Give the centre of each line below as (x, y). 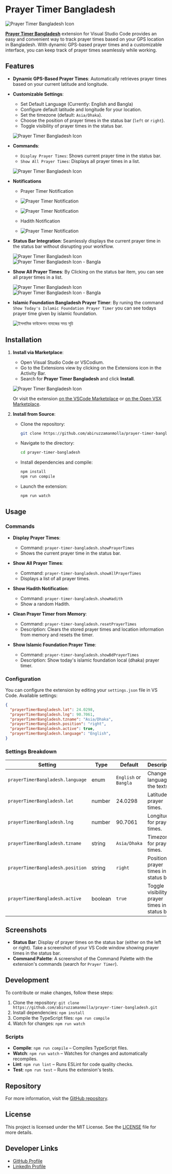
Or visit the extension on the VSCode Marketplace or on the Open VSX (87, 398)
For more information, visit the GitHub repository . (57, 1098)
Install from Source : (34, 414)
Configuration (23, 678)
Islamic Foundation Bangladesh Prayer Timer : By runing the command (88, 302)
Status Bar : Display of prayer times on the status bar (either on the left (87, 942)
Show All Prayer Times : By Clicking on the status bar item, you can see (88, 271)
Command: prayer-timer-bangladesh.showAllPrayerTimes (81, 573)
